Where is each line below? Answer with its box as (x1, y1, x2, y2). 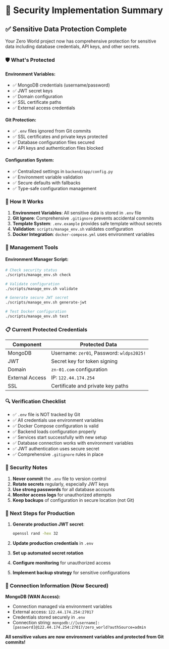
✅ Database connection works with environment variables (12, 440, 134, 446)
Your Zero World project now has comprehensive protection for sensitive (5, 38, 156, 44)
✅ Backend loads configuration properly (12, 428, 96, 435)
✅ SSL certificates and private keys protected (12, 134, 107, 140)
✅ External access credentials (12, 105, 76, 111)
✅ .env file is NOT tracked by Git (12, 411, 81, 417)
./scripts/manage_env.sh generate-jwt (5, 300, 87, 305)
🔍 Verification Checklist (5, 398, 66, 405)
